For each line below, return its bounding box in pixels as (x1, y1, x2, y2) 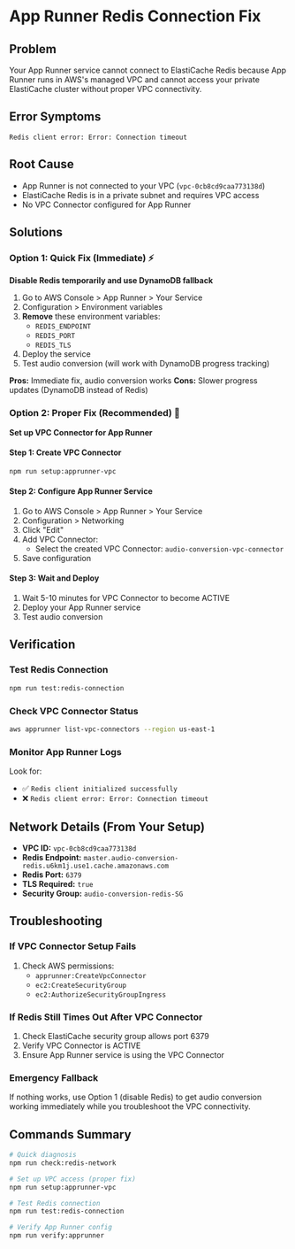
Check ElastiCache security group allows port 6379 (21, 1030, 210, 1041)
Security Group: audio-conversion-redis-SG (21, 888, 184, 898)
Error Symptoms (9, 109, 102, 125)
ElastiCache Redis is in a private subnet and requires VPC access (21, 189, 260, 200)
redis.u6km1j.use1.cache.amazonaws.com (21, 861, 170, 870)
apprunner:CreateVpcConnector (34, 971, 147, 980)
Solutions (9, 225, 64, 240)
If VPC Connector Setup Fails (9, 940, 137, 952)
